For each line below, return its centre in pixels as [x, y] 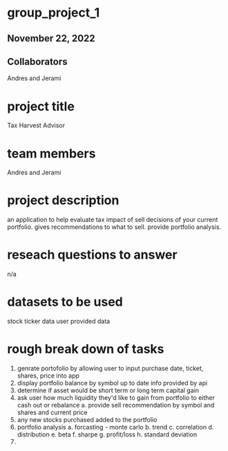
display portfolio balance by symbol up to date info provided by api [112, 383]
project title [41, 106]
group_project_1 [54, 13]
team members [51, 153]
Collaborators [37, 61]
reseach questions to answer [92, 255]
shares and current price [52, 412]
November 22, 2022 [51, 38]
